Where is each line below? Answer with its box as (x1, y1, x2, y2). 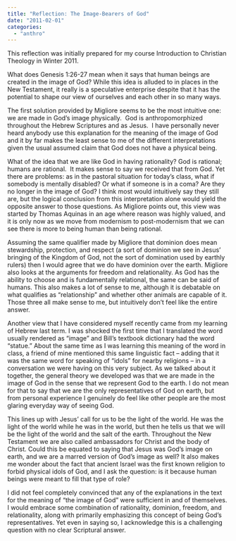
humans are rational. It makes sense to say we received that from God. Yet (7, 165, 225, 173)
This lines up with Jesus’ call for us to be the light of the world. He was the (7, 415, 224, 424)
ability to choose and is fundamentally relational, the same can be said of (7, 276, 220, 284)
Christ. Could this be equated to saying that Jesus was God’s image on (7, 445, 213, 454)
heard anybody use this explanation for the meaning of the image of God (7, 129, 218, 137)
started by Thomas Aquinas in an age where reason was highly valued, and (7, 210, 225, 218)
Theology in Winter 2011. (7, 57, 79, 65)
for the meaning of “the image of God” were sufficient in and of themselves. (7, 496, 228, 504)
